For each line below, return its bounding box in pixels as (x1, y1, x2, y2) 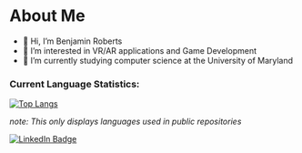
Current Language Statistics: (9, 77, 140, 90)
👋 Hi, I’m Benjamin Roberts (22, 36, 123, 46)
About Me (9, 5, 86, 26)
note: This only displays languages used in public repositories (9, 116, 242, 127)
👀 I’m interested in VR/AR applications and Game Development (22, 45, 257, 56)
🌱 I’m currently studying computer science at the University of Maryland (22, 55, 294, 66)
